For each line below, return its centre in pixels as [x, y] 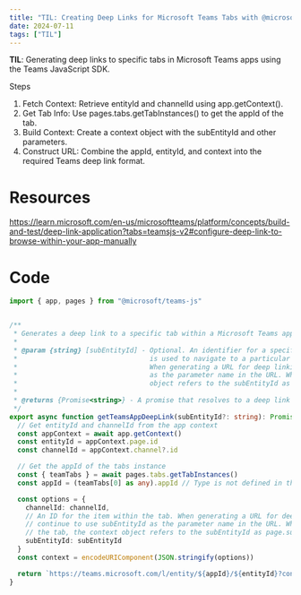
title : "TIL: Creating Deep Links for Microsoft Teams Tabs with [133, 17]
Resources [50, 197]
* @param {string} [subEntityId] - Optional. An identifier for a [140, 350]
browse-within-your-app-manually [73, 241]
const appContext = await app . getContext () [99, 434]
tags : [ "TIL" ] [36, 34]
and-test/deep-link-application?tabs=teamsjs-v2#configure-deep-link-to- [146, 232]
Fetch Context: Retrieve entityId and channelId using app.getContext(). [153, 104]
